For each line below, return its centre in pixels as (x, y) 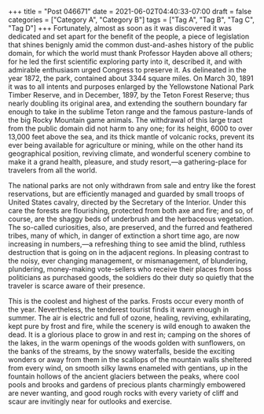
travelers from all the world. (53, 170)
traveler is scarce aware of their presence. (77, 286)
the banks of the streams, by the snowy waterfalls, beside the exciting (122, 351)
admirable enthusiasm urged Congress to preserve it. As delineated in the (127, 70)
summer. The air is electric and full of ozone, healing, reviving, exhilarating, (130, 318)
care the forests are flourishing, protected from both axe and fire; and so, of (131, 211)
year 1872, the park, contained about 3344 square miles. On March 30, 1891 (131, 78)
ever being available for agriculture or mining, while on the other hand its (126, 145)
